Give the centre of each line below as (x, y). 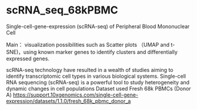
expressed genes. (28, 59)
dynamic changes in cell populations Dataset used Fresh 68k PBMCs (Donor (98, 88)
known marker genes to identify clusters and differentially (108, 52)
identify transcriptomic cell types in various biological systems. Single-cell (96, 76)
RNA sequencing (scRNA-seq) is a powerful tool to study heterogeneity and (98, 82)
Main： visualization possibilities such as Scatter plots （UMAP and (88, 44)
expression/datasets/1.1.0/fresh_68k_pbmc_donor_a (69, 101)
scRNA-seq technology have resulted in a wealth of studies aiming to (90, 70)
